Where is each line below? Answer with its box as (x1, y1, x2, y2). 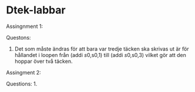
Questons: (6, 34, 31, 41)
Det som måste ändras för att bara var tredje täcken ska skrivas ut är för (14, 45, 189, 52)
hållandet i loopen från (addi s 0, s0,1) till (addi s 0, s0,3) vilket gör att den (14, 51, 186, 58)
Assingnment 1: (6, 23, 43, 30)
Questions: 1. (6, 80, 38, 87)
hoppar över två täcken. (14, 58, 73, 65)
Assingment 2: (6, 69, 41, 76)
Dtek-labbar (6, 3, 66, 17)
